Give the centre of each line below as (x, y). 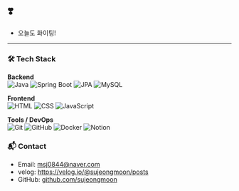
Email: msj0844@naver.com (59, 165)
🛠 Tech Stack (32, 58)
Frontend (21, 98)
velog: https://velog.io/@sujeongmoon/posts (83, 172)
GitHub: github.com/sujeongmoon (67, 180)
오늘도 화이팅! (37, 33)
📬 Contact (27, 146)
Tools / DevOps (31, 120)
